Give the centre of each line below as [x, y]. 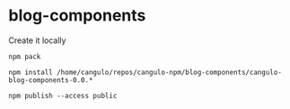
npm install [31, 72]
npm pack [25, 56]
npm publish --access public [63, 96]
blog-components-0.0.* [51, 80]
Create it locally [37, 40]
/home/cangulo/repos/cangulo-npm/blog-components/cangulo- [169, 72]
